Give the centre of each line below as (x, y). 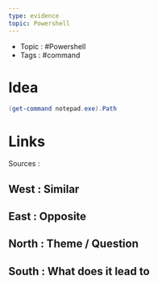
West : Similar (44, 189)
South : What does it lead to (79, 271)
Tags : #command (50, 55)
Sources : (24, 164)
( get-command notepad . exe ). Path (62, 109)
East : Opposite (48, 217)
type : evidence (34, 16)
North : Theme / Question (73, 244)
